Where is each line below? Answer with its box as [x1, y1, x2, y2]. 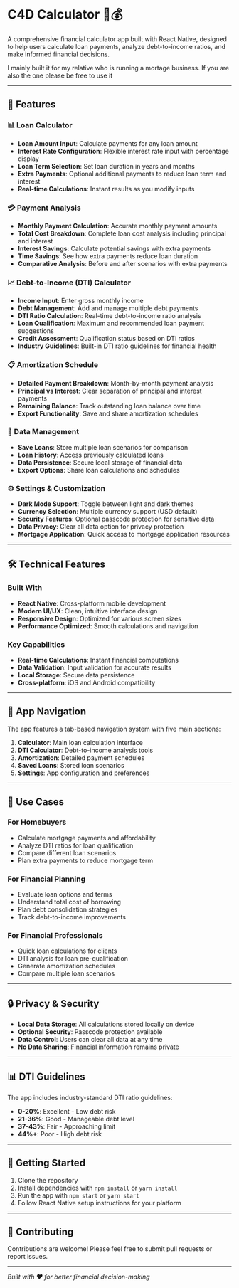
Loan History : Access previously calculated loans [17, 450, 164, 459]
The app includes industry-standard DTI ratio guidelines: [7, 1093, 173, 1102]
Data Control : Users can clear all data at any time [17, 1035, 163, 1043]
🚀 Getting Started [7, 1157, 86, 1169]
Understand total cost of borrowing [17, 897, 122, 906]
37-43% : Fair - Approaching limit [17, 1122, 116, 1131]
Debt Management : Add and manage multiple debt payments [17, 304, 198, 312]
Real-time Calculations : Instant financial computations [17, 656, 179, 665]
